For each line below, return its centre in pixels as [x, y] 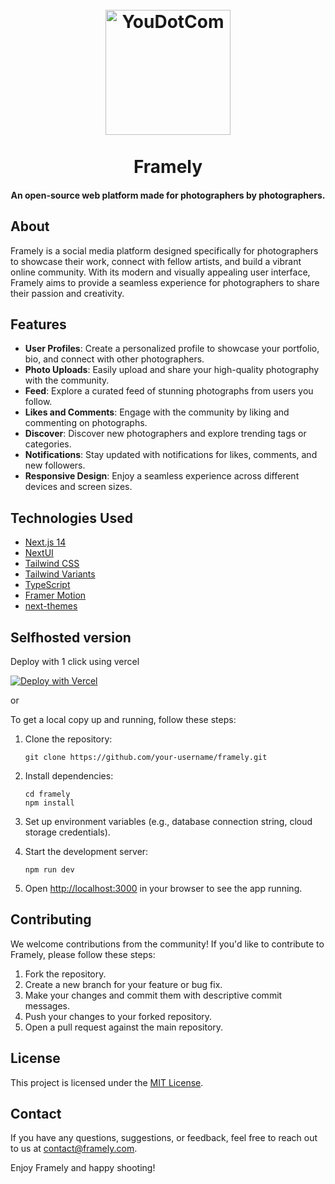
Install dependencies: [69, 776]
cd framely [47, 794]
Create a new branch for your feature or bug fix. [123, 984]
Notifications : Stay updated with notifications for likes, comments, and [171, 455]
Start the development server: [86, 852]
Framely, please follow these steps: [83, 954]
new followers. [55, 465]
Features [38, 324]
